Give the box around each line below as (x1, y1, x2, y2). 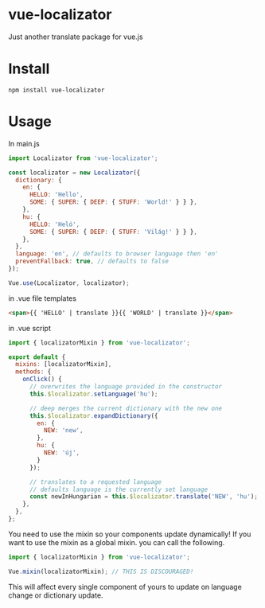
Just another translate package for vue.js (8, 32, 143, 41)
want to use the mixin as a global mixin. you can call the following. (8, 537, 225, 547)
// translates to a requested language (29, 477, 162, 486)
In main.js (8, 138, 40, 148)
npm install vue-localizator (8, 86, 105, 94)
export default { (8, 353, 66, 361)
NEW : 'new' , (43, 427, 84, 435)
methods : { (15, 368, 52, 376)
